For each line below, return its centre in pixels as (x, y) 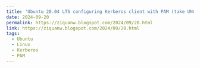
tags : (13, 34)
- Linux (21, 45)
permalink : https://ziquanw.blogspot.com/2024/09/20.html (79, 22)
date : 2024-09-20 (28, 17)
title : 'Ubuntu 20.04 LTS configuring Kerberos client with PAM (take (96, 12)
